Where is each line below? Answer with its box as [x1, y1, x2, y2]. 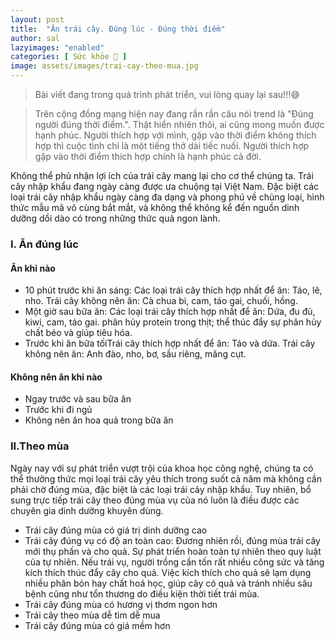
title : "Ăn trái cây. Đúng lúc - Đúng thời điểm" [10, 24, 226, 34]
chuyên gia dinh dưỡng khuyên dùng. [10, 504, 164, 516]
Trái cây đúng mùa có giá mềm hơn [24, 619, 171, 631]
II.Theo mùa [10, 439, 70, 453]
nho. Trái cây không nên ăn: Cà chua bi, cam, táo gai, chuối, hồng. [24, 295, 298, 307]
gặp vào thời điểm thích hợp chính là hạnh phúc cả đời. [34, 151, 262, 162]
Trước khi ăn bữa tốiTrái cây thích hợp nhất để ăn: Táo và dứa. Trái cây [24, 337, 316, 350]
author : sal [10, 33, 60, 43]
